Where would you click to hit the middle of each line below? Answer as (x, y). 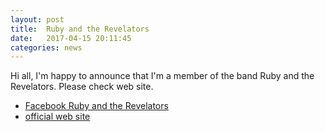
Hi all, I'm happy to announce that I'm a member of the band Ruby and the (162, 76)
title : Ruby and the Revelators (80, 29)
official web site (57, 117)
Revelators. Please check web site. (82, 87)
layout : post (37, 19)
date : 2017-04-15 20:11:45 (71, 38)
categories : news (46, 47)
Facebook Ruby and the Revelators (96, 106)
